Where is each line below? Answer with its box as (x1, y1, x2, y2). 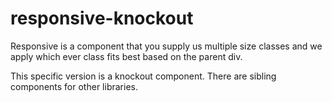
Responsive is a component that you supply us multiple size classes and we (10, 40, 323, 52)
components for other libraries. (10, 80, 138, 92)
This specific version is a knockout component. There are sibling (10, 70, 277, 82)
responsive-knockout (10, 7, 194, 30)
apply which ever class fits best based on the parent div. (10, 50, 243, 62)
